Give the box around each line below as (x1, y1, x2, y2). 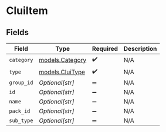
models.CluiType (39, 68, 86, 76)
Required (92, 45, 118, 53)
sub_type (9, 117, 33, 124)
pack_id (9, 108, 31, 114)
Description (123, 45, 157, 53)
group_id (9, 79, 33, 86)
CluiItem (6, 4, 48, 18)
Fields (6, 27, 29, 37)
